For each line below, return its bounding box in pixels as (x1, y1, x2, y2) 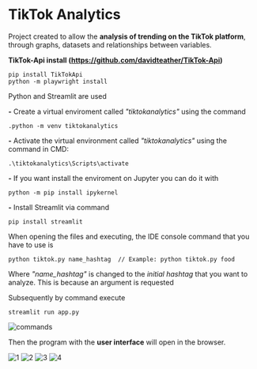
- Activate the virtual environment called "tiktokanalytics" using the (8, 136, 228, 145)
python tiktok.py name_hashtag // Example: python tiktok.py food (8, 255, 236, 263)
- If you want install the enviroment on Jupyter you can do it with (8, 173, 219, 183)
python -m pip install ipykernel (8, 188, 119, 197)
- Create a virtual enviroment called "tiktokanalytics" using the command (8, 107, 247, 116)
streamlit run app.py (8, 308, 80, 316)
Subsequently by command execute (8, 292, 126, 302)
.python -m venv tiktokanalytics (8, 122, 119, 130)
